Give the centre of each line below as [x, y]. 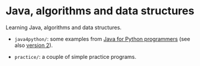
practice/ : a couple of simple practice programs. [75, 56]
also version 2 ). [33, 45]
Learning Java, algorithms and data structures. [64, 27]
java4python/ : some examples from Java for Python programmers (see [102, 39]
